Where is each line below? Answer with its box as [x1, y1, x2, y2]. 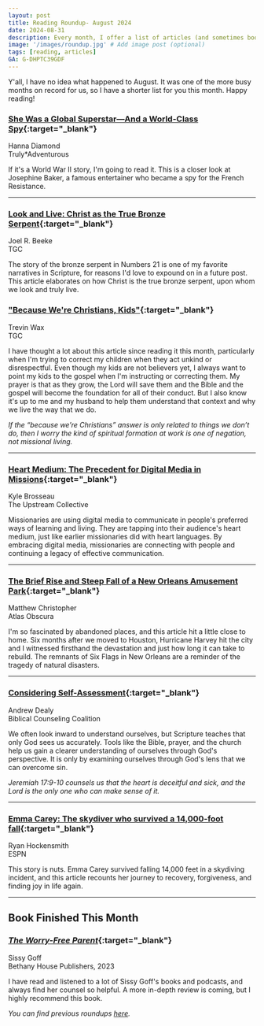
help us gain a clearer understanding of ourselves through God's [8, 746, 218, 755]
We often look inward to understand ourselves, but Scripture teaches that [8, 729, 246, 739]
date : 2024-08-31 [8, 26, 65, 34]
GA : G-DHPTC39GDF [8, 56, 65, 64]
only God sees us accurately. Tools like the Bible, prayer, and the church [8, 737, 242, 746]
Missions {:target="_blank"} [8, 473, 118, 484]
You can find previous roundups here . [8, 1009, 131, 1018]
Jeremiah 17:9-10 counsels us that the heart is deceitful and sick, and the [8, 777, 246, 787]
